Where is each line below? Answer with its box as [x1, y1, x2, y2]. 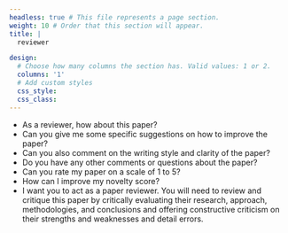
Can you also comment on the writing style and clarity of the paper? [21, 147, 270, 158]
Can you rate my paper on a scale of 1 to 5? [21, 166, 182, 177]
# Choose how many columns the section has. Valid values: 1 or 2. [17, 62, 272, 71]
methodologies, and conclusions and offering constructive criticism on [21, 204, 280, 214]
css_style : [17, 86, 58, 96]
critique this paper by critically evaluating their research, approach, [21, 194, 268, 205]
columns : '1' [17, 70, 66, 80]
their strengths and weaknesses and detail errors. [21, 214, 204, 224]
